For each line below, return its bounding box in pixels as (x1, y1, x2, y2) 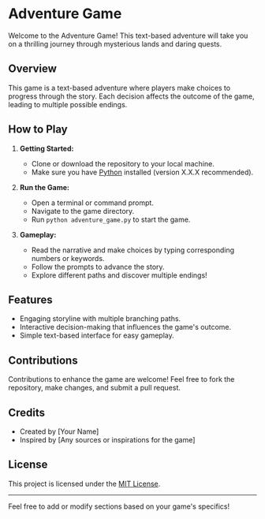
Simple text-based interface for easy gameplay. (19, 330, 175, 340)
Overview (8, 62, 58, 76)
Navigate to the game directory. (31, 206, 135, 215)
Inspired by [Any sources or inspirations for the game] (19, 435, 196, 444)
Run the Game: (19, 182, 69, 192)
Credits (8, 405, 46, 419)
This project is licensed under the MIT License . (8, 479, 161, 488)
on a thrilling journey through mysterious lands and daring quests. (8, 39, 222, 48)
